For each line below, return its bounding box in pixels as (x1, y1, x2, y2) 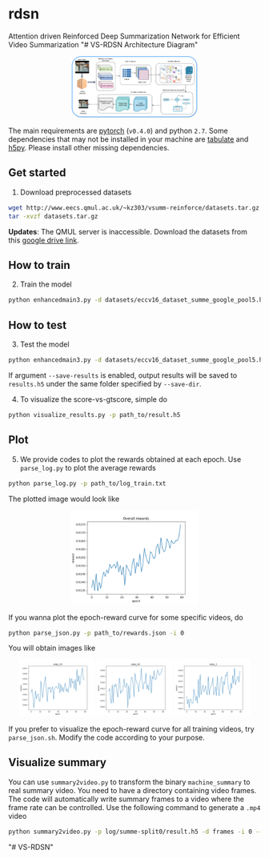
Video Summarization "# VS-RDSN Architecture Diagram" (8, 39, 199, 49)
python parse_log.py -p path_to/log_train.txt (8, 479, 167, 487)
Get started (8, 166, 66, 180)
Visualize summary (8, 756, 106, 769)
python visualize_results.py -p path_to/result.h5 (8, 411, 181, 419)
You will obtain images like (8, 643, 96, 653)
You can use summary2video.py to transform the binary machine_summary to (8, 777, 251, 787)
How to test (8, 318, 66, 332)
